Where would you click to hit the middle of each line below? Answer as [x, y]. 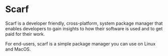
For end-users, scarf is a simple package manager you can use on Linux [80, 43]
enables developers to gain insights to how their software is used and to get [84, 28]
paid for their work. [25, 34]
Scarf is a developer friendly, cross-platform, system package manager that [84, 23]
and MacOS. [18, 49]
